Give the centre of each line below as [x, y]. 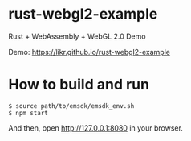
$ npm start [28, 113]
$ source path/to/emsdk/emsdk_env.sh [71, 106]
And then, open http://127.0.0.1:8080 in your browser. [95, 128]
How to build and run [79, 85]
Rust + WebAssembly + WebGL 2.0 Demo [77, 36]
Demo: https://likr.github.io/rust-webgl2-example [89, 52]
